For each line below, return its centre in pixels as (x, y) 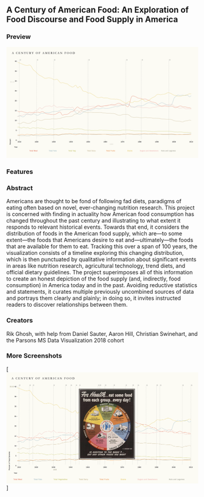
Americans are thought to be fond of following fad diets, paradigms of (94, 201)
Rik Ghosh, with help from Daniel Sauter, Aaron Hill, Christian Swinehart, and (102, 333)
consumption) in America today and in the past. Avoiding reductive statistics (102, 285)
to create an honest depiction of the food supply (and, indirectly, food (93, 279)
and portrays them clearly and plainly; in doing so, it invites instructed (94, 298)
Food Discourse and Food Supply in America (92, 20)
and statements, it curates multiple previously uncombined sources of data (100, 292)
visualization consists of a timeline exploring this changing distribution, (95, 253)
